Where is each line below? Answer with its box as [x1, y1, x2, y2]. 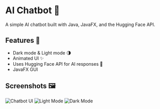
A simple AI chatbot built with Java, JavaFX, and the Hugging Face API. [5, 21, 155, 28]
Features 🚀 [5, 36, 40, 45]
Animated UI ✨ [12, 55, 44, 61]
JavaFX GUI [12, 66, 38, 72]
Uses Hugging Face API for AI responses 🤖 [12, 61, 103, 67]
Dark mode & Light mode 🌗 [12, 49, 72, 56]
